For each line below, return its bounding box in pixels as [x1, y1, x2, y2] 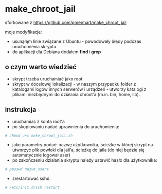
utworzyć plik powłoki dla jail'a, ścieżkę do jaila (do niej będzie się [12, 147, 144, 153]
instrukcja [5, 106, 36, 114]
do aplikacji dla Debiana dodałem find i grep [12, 49, 101, 55]
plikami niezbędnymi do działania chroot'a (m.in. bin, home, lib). [12, 91, 140, 97]
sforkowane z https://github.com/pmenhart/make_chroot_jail [5, 19, 126, 25]
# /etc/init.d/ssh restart [5, 185, 60, 190]
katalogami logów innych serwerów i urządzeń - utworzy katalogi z [12, 86, 147, 92]
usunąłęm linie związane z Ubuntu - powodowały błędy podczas [12, 38, 142, 44]
